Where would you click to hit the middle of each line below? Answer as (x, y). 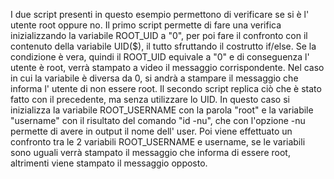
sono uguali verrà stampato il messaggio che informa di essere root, (150, 152)
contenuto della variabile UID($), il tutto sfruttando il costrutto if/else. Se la (163, 46)
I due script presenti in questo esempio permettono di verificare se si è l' (160, 14)
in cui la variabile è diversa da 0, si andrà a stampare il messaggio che (154, 78)
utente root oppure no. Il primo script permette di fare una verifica (146, 25)
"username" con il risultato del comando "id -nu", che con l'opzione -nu (158, 120)
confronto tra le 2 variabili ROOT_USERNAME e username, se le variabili (158, 142)
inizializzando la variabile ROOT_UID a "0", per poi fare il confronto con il (159, 35)
